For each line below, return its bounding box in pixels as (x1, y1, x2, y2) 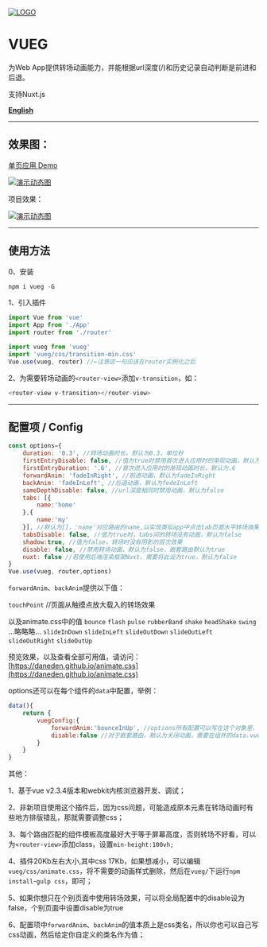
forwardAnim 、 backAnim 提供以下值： (8, 583, 126, 592)
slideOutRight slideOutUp (8, 637, 93, 646)
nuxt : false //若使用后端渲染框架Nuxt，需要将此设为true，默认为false (22, 553, 237, 561)
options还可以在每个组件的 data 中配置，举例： (8, 686, 159, 696)
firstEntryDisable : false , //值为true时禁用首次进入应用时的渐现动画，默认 (22, 457, 255, 465)
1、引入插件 (8, 298, 46, 308)
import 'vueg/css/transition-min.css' (8, 350, 137, 358)
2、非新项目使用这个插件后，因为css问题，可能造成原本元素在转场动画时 (8, 803, 247, 813)
